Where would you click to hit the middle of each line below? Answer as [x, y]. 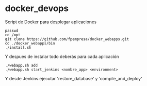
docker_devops [37, 8]
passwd [12, 30]
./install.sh [18, 47]
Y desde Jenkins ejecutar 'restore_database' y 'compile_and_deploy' [73, 78]
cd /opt [13, 35]
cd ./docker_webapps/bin [30, 43]
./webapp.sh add [21, 65]
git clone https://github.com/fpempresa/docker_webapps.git [67, 39]
